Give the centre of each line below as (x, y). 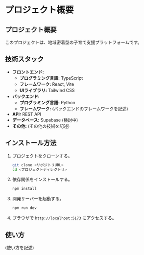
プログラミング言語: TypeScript (51, 78)
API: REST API (27, 114)
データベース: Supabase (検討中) (45, 120)
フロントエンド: (28, 72)
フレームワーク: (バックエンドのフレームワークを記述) (74, 109)
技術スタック (24, 59)
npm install (24, 189)
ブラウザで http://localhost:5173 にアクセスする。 (64, 218)
